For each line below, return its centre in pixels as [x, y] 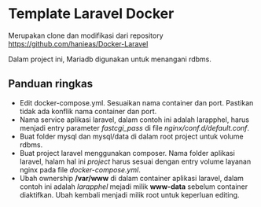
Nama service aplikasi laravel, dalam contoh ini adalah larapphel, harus [134, 120]
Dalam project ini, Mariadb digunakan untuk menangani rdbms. [110, 59]
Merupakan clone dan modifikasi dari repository [86, 35]
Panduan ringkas [50, 84]
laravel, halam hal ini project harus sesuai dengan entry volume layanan [135, 161]
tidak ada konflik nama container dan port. [88, 111]
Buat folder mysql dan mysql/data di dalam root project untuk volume [131, 136]
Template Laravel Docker [91, 14]
